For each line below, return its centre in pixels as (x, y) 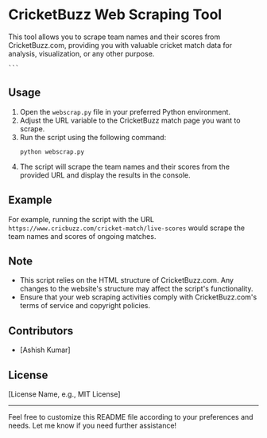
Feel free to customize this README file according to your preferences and (131, 417)
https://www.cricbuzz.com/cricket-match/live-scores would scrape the (126, 228)
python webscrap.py (52, 152)
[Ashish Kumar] (45, 350)
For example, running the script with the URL (81, 219)
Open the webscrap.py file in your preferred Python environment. (125, 111)
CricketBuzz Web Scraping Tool (115, 15)
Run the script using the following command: (93, 137)
